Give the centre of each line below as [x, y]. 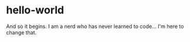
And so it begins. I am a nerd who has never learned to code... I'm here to [95, 26]
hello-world [35, 10]
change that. [21, 32]
